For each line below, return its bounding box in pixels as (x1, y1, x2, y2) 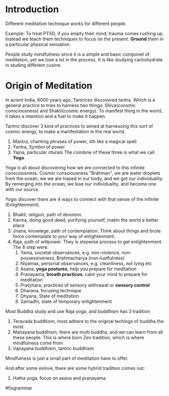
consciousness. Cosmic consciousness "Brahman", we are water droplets (5, 170, 161, 176)
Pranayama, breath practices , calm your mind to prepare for (20, 271, 148, 277)
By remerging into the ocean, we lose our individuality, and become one (5, 180, 157, 187)
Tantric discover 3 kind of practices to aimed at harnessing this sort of (5, 123, 153, 129)
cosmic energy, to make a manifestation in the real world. (5, 128, 126, 134)
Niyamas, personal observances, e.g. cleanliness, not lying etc (20, 260, 152, 266)
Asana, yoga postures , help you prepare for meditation (20, 266, 137, 272)
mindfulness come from (12, 340, 63, 346)
